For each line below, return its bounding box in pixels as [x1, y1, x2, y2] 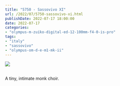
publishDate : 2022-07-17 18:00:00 [5, 16, 75, 21]
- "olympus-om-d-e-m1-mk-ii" [5, 48, 64, 52]
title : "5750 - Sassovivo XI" [5, 7, 66, 12]
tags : [5, 34, 16, 39]
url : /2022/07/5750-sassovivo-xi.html [5, 12, 83, 17]
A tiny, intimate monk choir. [5, 75, 60, 81]
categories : [5, 25, 29, 30]
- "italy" [5, 39, 25, 44]
